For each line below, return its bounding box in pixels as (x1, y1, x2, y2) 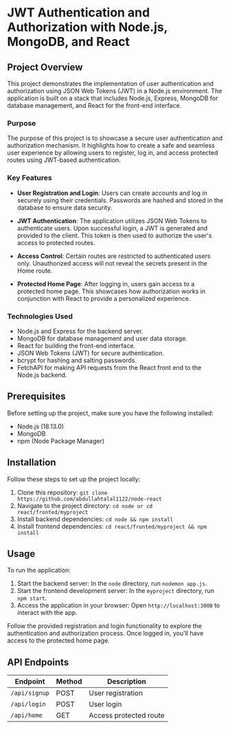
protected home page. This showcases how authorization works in (16, 287, 206, 295)
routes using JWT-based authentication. (7, 156, 122, 164)
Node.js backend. (16, 371, 67, 379)
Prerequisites (7, 391, 66, 402)
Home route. (16, 266, 53, 275)
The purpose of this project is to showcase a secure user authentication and (7, 134, 223, 142)
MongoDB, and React (7, 34, 130, 49)
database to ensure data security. (16, 203, 113, 211)
